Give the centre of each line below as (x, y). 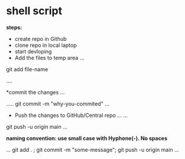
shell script (34, 11)
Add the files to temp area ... (50, 58)
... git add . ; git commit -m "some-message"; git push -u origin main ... (92, 150)
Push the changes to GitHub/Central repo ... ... (71, 115)
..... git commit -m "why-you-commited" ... (58, 104)
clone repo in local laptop (46, 45)
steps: (14, 27)
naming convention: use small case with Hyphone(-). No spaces (87, 138)
